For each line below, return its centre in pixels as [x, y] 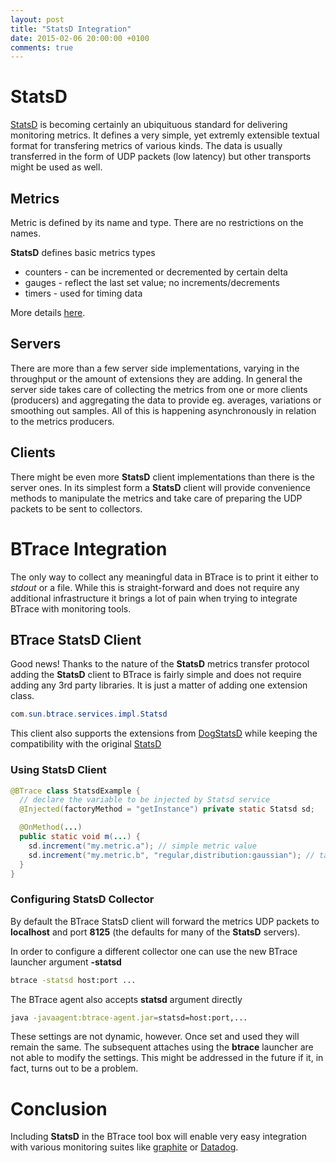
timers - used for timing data [83, 293]
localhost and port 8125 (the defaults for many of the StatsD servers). [155, 932]
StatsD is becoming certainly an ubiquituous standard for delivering [149, 125]
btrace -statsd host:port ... [73, 980]
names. [25, 233]
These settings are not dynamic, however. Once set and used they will [155, 1037]
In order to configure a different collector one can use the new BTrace [154, 951]
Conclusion [59, 1108]
